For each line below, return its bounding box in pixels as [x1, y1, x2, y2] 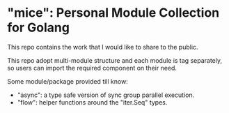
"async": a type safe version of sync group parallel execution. [17, 91, 195, 99]
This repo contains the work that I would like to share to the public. [7, 43, 198, 51]
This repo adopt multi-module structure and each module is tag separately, [7, 56, 223, 64]
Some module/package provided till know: [7, 77, 129, 85]
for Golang [7, 20, 70, 36]
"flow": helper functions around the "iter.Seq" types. [17, 98, 168, 106]
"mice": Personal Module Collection [7, 5, 220, 21]
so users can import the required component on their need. [7, 63, 177, 72]
